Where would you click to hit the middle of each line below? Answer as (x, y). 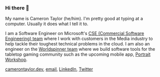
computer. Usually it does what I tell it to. (47, 24)
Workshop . (16, 60)
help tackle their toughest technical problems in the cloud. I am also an (78, 44)
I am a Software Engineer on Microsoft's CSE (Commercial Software (75, 34)
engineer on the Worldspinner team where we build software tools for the (80, 49)
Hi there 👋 (17, 8)
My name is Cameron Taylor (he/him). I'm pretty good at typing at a (74, 19)
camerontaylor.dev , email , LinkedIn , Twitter (49, 69)
